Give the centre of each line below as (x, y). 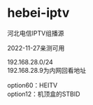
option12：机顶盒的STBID (44, 94)
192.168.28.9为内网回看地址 (46, 70)
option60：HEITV (33, 85)
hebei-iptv (38, 13)
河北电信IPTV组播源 (36, 33)
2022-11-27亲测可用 (36, 48)
